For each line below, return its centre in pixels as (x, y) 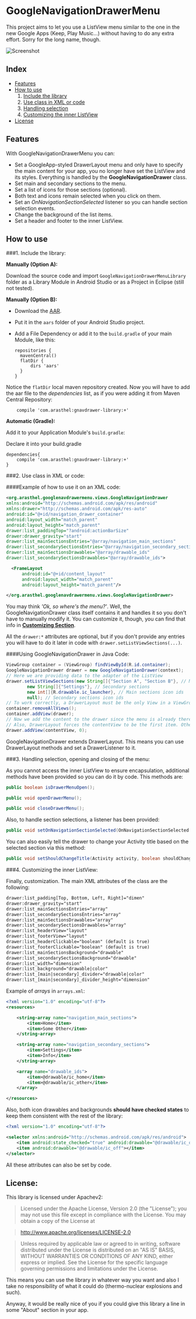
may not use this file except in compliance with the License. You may (103, 1215)
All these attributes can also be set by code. (59, 1165)
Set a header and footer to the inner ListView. (69, 220)
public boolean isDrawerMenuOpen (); (50, 787)
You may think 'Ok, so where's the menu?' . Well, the (69, 606)
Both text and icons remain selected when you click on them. (88, 196)
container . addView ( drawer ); (40, 714)
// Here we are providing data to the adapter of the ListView (85, 676)
